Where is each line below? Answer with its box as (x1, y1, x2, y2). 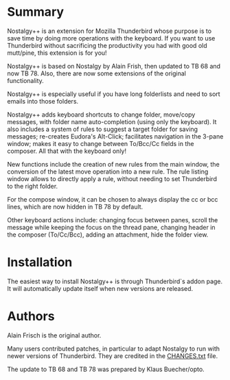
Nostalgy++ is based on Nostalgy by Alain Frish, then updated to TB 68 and (7, 62, 221, 70)
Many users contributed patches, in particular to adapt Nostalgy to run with (7, 344, 220, 353)
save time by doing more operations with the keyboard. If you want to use (7, 34, 216, 42)
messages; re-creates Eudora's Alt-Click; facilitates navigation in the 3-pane (7, 132, 224, 141)
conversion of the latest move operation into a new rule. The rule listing (7, 167, 209, 176)
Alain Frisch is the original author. (7, 331, 102, 340)
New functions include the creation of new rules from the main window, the (7, 160, 220, 168)
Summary (7, 4, 64, 20)
